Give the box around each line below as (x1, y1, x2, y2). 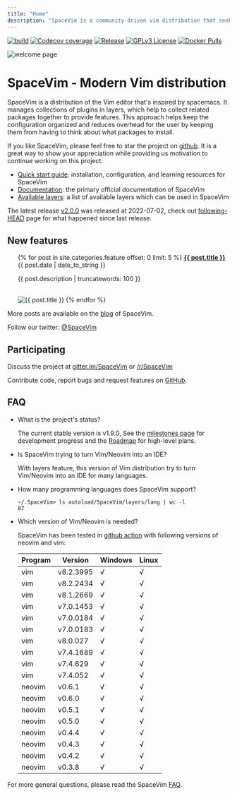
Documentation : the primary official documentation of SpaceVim (17, 185, 205, 194)
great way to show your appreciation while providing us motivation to (7, 149, 208, 158)
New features (7, 234, 68, 246)
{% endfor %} (66, 296, 107, 304)
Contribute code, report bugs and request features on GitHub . (7, 376, 188, 385)
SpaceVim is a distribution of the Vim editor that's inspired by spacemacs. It (7, 98, 228, 107)
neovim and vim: (17, 538, 66, 547)
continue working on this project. (7, 157, 104, 165)
